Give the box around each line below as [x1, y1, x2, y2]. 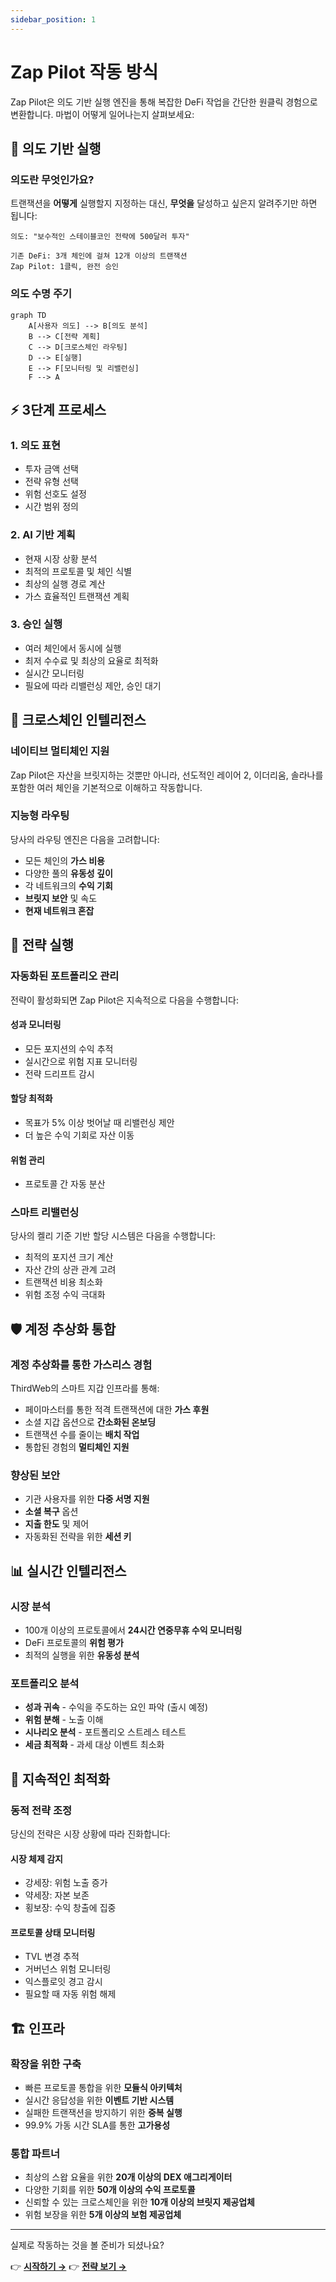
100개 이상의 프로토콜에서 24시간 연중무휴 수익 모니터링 [24, 1624, 243, 1636]
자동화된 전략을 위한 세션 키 [24, 1531, 132, 1543]
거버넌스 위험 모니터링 [24, 1963, 112, 1975]
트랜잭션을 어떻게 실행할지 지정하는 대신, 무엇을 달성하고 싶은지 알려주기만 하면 [10, 197, 318, 210]
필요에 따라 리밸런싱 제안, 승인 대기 [24, 679, 162, 691]
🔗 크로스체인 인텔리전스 [10, 712, 147, 729]
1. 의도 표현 [10, 438, 61, 452]
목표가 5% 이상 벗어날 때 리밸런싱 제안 [24, 1116, 175, 1128]
